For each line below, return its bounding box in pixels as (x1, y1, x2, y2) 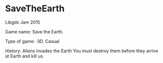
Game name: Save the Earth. (5, 29, 64, 34)
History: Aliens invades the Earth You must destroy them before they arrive (5, 48, 159, 54)
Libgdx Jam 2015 (5, 19, 41, 25)
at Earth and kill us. (5, 53, 45, 59)
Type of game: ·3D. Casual (5, 38, 60, 44)
